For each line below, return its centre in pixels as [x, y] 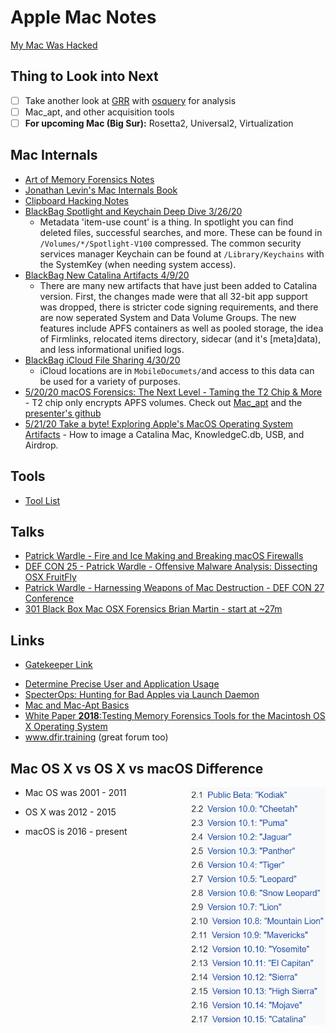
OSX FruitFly [50, 577]
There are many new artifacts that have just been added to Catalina [178, 285]
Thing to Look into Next [84, 76]
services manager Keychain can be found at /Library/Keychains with [182, 253]
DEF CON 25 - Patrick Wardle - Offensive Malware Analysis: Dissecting [171, 567]
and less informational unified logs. [112, 349]
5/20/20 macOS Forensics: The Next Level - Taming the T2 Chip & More [173, 392]
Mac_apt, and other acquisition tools [99, 112]
